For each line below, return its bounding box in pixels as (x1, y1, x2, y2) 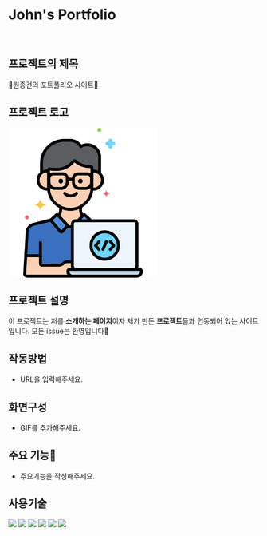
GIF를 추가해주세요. (19, 423, 81, 432)
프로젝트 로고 (8, 105, 69, 119)
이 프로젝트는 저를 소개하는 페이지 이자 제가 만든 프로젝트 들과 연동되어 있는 (8, 316, 238, 326)
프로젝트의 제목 (8, 58, 79, 71)
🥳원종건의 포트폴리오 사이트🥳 (8, 80, 99, 89)
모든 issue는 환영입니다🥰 (31, 326, 109, 336)
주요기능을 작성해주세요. (19, 471, 96, 481)
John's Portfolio (8, 6, 116, 24)
